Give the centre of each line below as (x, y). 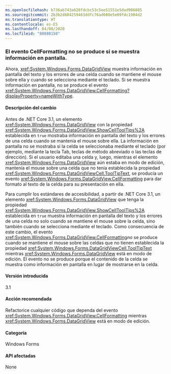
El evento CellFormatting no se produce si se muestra (73, 51)
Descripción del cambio (31, 108)
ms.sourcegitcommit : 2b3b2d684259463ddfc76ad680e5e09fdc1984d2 (74, 15)
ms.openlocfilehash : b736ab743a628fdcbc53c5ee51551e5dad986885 (74, 10)
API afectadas (20, 356)
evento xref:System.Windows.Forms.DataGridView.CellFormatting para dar (83, 178)
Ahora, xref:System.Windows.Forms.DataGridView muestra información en (84, 69)
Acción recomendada (28, 299)
